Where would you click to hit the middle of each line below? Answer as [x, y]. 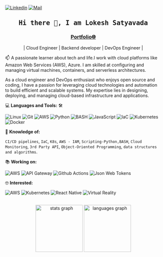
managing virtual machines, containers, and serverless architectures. [76, 70]
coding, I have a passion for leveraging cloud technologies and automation [81, 85]
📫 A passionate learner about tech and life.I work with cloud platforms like [81, 57]
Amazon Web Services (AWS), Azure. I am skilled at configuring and [75, 65]
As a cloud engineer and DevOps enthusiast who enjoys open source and [80, 80]
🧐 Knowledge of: [23, 132]
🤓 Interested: [19, 183]
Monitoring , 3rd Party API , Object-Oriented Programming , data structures [81, 147]
